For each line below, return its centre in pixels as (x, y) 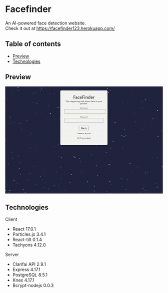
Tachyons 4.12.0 (29, 245)
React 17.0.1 (24, 229)
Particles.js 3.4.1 (29, 234)
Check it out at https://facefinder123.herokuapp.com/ (60, 28)
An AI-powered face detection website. (45, 23)
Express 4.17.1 (26, 270)
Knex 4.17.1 (23, 280)
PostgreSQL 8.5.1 (30, 275)
